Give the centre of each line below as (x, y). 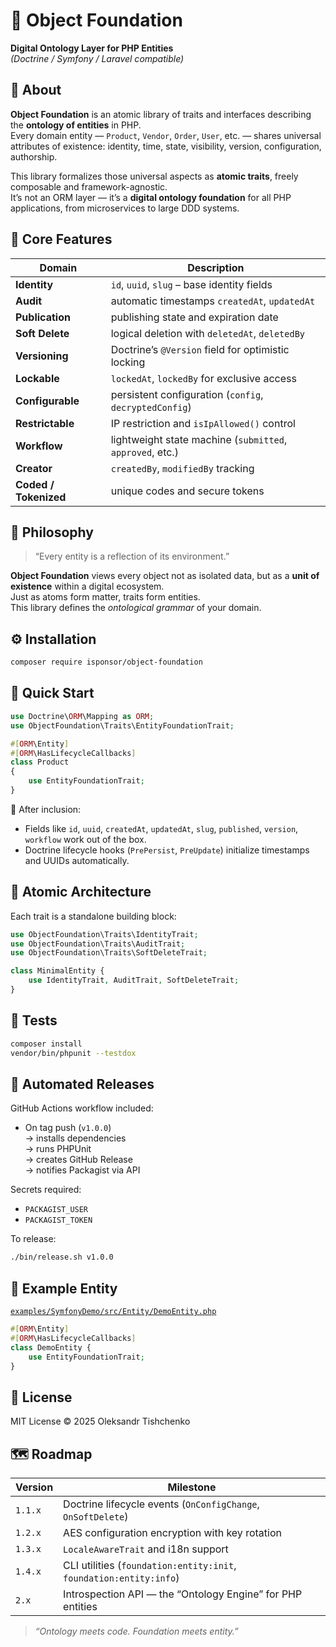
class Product (40, 762)
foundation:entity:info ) (121, 1577)
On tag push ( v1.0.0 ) (68, 1128)
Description (216, 267)
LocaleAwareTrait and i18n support (146, 1549)
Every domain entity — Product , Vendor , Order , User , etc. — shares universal (166, 135)
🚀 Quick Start (52, 693)
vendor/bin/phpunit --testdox (73, 1053)
